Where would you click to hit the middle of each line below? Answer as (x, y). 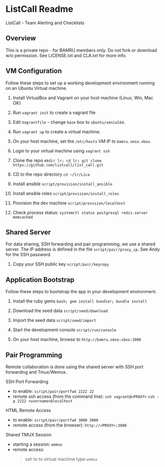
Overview (21, 38)
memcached (23, 217)
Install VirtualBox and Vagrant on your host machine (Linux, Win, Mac (83, 98)
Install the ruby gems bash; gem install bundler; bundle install (80, 301)
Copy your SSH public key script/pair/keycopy (61, 264)
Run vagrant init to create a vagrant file (54, 113)
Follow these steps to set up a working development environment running (80, 83)
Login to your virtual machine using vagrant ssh (61, 151)
